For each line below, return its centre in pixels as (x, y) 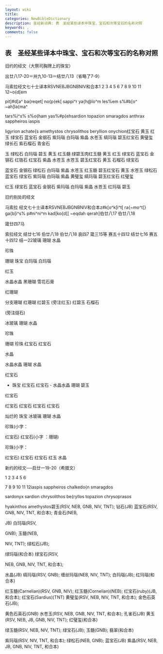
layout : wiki (18, 9)
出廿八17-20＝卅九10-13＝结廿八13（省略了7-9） (54, 76)
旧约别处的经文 (20, 197)
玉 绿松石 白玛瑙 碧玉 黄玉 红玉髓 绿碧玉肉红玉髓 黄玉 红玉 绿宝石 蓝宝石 (77, 153)
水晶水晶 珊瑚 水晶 (23, 364)
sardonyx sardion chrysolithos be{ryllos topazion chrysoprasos (68, 496)
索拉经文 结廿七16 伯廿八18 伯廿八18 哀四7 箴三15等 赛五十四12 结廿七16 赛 (79, 234)
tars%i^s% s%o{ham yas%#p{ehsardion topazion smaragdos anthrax (75, 116)
